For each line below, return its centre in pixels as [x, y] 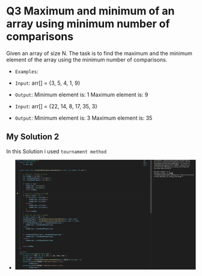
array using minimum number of [88, 24]
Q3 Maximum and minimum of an [90, 11]
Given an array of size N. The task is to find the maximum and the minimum [99, 53]
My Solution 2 [33, 137]
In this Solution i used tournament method [57, 151]
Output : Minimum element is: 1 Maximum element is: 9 [81, 94]
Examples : [27, 71]
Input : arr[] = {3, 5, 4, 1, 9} [47, 83]
